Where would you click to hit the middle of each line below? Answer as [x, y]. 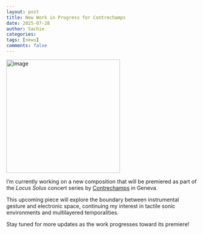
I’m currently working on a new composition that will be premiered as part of [101, 181]
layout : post [23, 12]
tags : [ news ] [23, 40]
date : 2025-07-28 [28, 23]
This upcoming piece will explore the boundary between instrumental [93, 200]
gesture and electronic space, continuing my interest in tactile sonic [91, 206]
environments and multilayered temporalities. [63, 212]
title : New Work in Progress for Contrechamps [66, 18]
